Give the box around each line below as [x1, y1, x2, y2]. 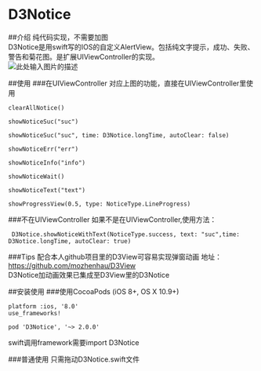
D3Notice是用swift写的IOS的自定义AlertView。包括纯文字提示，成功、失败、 [8, 42, 255, 52]
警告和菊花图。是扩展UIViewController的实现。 [8, 52, 159, 61]
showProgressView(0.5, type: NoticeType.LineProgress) [8, 200, 191, 208]
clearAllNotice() [8, 104, 65, 111]
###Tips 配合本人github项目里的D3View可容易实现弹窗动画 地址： [8, 252, 222, 261]
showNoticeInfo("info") [8, 158, 86, 166]
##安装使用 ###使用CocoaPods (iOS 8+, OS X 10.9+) [8, 286, 179, 296]
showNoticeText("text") [8, 186, 86, 194]
